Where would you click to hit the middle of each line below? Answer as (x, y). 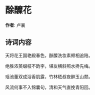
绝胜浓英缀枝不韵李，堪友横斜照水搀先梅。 (49, 66)
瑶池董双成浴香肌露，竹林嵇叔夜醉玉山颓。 (49, 76)
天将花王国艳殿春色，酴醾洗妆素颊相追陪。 (49, 55)
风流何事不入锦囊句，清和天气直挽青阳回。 (49, 87)
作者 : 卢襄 (15, 25)
